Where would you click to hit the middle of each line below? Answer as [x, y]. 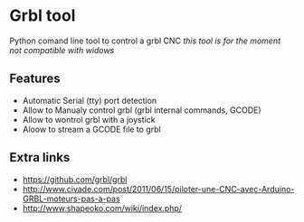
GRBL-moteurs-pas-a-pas [71, 199]
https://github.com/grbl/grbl [75, 179]
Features [35, 79]
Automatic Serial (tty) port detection [90, 100]
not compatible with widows [62, 50]
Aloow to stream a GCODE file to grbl [91, 129]
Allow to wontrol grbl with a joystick [89, 119]
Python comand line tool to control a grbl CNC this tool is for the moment [145, 41]
